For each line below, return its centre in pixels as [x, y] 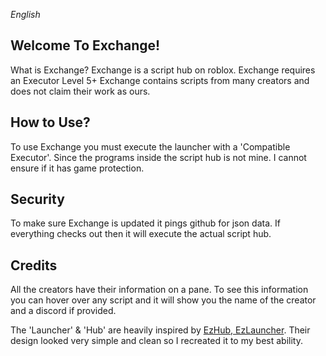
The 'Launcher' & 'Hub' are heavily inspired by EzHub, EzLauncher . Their [160, 330]
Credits [34, 265]
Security [37, 199]
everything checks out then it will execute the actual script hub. [141, 234]
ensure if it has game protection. [77, 168]
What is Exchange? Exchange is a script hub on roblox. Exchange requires [163, 70]
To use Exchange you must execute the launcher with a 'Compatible [150, 146]
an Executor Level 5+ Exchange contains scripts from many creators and [160, 80]
